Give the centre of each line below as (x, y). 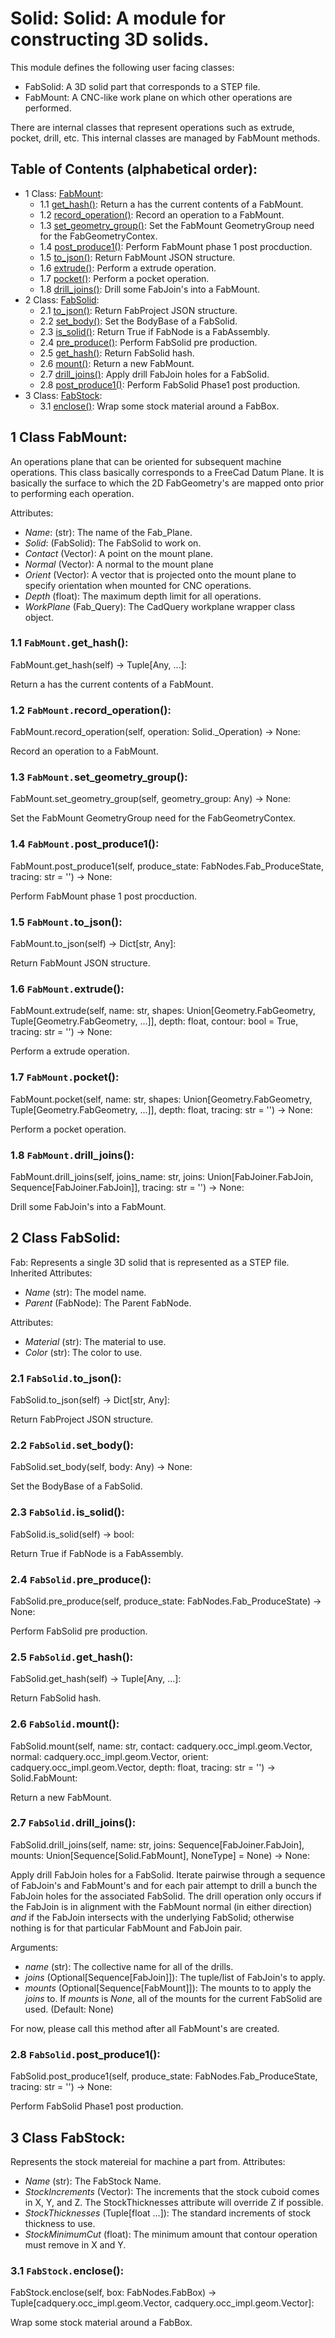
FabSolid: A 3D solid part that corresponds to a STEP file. (142, 86)
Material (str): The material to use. (95, 1341)
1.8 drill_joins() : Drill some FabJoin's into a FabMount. (150, 289)
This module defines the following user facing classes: (122, 67)
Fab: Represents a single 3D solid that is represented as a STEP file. (150, 1262)
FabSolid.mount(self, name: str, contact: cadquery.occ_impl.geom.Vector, (161, 1746)
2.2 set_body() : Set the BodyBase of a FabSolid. (138, 321)
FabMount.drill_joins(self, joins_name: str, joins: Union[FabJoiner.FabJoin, (162, 1176)
